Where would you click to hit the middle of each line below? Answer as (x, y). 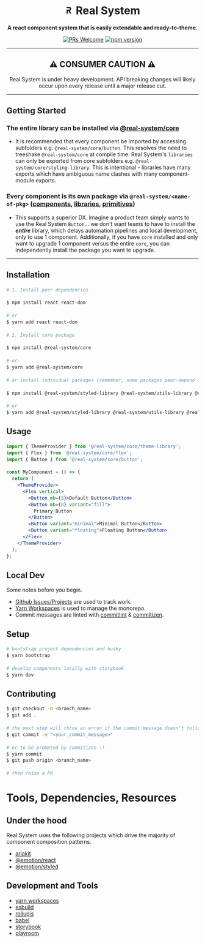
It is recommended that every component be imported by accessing (100, 141)
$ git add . (21, 715)
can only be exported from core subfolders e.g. (74, 161)
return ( (23, 479)
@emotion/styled (37, 866)
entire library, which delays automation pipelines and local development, (106, 230)
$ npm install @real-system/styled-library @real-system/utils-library (99, 393)
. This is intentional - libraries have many (140, 167)
